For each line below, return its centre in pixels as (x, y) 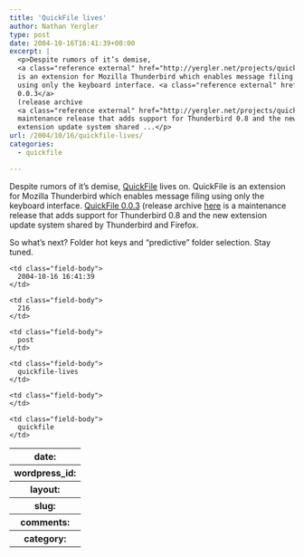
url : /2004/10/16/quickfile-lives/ (76, 136)
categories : (32, 144)
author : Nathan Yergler (54, 26)
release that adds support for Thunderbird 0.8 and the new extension (138, 215)
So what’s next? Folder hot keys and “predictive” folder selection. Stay (140, 242)
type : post (30, 34)
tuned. (21, 252)
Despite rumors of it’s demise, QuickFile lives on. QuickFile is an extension (148, 186)
